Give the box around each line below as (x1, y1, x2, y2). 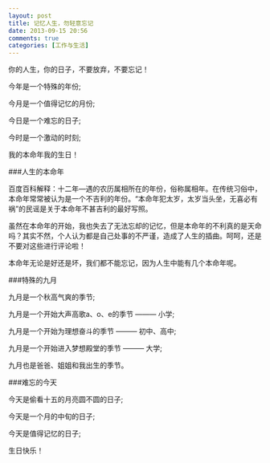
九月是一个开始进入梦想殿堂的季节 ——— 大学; (8, 343, 163, 353)
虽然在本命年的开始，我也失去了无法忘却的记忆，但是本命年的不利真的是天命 (8, 221, 262, 231)
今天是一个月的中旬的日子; (8, 412, 96, 421)
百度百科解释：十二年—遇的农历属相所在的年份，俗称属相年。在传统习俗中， (8, 184, 262, 193)
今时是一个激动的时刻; (8, 133, 82, 143)
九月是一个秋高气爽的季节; (8, 292, 96, 302)
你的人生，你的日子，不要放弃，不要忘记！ (8, 65, 149, 75)
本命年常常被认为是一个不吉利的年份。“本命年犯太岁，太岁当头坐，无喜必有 (8, 194, 259, 204)
